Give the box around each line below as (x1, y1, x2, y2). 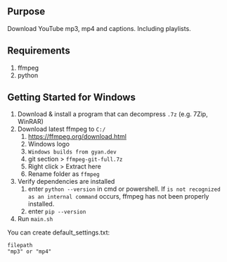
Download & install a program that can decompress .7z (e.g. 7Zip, (17, 110, 209, 118)
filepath (7, 242, 33, 249)
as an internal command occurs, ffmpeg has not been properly (27, 192, 209, 201)
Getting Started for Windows (7, 92, 136, 104)
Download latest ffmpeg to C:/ (17, 125, 106, 133)
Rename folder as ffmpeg (27, 170, 100, 178)
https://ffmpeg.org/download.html (27, 132, 127, 141)
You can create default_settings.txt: (7, 228, 110, 237)
